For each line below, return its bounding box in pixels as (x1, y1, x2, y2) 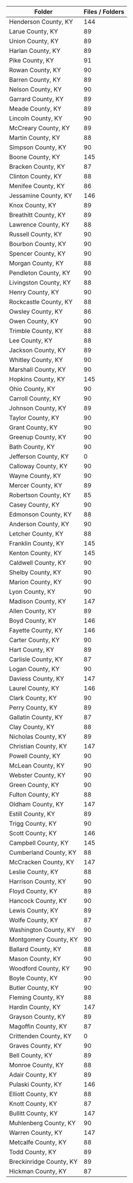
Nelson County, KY (9, 86, 62, 93)
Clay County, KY (9, 723, 55, 731)
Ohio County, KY (9, 385, 56, 393)
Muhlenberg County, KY (9, 1119, 76, 1127)
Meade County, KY (9, 105, 62, 112)
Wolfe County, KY (9, 916, 59, 924)
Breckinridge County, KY (9, 1157, 78, 1166)
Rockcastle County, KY (9, 298, 73, 306)
